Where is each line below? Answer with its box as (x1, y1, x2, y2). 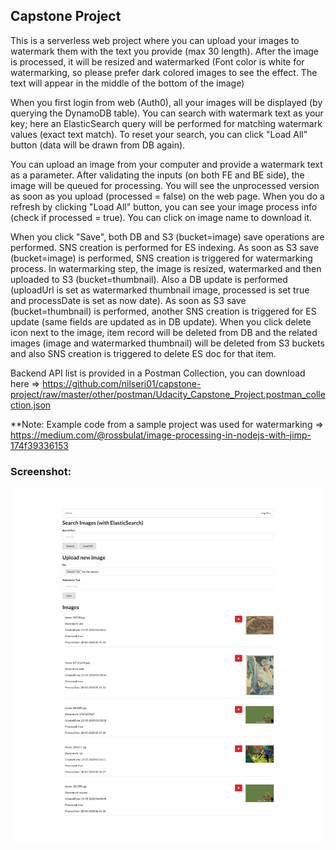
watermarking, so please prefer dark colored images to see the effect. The (10, 66, 318, 78)
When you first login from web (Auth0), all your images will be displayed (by (10, 96, 323, 108)
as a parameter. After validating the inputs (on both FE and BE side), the (10, 169, 305, 181)
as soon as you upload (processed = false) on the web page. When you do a (10, 190, 325, 202)
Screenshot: (10, 464, 72, 478)
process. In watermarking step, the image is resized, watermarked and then (10, 262, 322, 274)
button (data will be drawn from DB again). (10, 139, 186, 151)
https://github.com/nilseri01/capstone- (41, 377, 202, 389)
